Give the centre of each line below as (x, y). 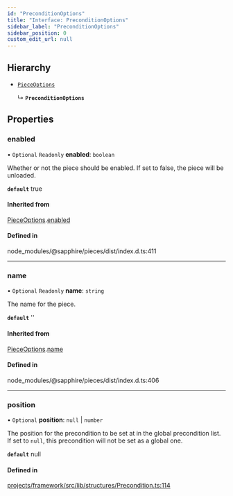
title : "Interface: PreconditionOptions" (68, 20)
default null (24, 454)
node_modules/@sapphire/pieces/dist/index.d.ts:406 (83, 380)
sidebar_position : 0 (37, 33)
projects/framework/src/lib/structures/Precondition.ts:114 (89, 486)
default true (25, 189)
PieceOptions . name (35, 349)
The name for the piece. (42, 304)
